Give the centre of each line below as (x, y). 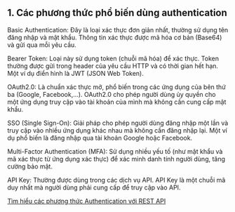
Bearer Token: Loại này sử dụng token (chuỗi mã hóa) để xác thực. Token (113, 58)
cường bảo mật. (30, 166)
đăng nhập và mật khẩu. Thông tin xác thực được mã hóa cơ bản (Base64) (115, 37)
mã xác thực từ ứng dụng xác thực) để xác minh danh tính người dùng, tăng (116, 159)
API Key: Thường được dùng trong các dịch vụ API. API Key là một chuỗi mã (116, 180)
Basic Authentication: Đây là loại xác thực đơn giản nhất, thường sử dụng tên (118, 29)
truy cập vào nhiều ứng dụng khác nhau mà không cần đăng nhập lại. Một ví (117, 130)
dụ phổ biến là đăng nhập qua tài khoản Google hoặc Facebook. (100, 138)
